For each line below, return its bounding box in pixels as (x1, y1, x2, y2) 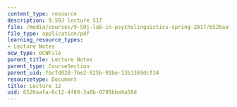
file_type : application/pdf (7, 30, 90, 37)
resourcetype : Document (7, 75, 78, 83)
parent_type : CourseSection (7, 63, 90, 70)
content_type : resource (7, 10, 78, 18)
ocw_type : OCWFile (7, 50, 61, 57)
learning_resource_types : (7, 37, 83, 44)
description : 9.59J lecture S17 (7, 17, 102, 24)
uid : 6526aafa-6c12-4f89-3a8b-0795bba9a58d (7, 89, 138, 96)
